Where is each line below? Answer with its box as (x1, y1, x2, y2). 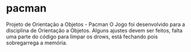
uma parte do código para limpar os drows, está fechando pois (6, 33, 158, 40)
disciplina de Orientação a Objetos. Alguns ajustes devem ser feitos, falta (6, 27, 183, 34)
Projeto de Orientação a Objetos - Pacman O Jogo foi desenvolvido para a (6, 21, 186, 28)
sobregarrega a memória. (6, 39, 67, 46)
